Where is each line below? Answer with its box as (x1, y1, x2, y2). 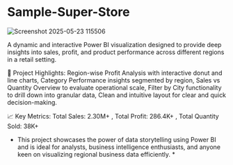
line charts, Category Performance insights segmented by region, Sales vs (7, 76, 220, 84)
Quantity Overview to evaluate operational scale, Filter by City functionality (7, 83, 222, 92)
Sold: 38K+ (7, 122, 39, 130)
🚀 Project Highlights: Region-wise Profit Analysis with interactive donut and (7, 69, 223, 77)
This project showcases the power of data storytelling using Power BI (17, 135, 217, 144)
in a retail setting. (7, 55, 57, 63)
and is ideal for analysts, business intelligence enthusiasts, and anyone (17, 143, 221, 151)
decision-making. (7, 98, 58, 106)
